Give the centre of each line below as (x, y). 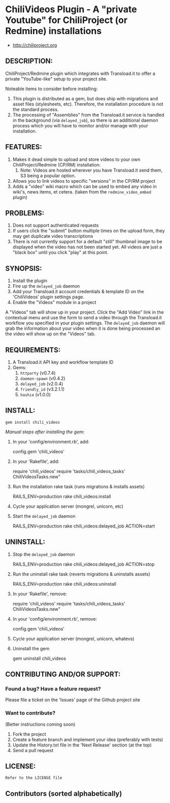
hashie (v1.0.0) (35, 395)
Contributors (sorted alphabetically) (64, 794)
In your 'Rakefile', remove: (40, 594)
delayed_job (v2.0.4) (42, 384)
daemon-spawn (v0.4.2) (43, 378)
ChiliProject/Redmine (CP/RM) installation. (57, 164)
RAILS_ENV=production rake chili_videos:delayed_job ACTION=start (84, 526)
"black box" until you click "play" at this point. (60, 253)
